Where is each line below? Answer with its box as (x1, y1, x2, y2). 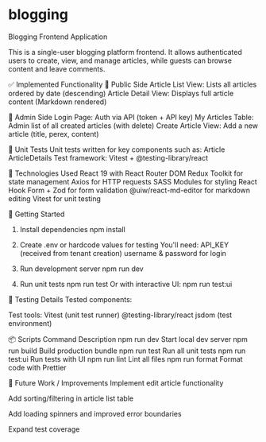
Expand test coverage (8, 424, 80, 434)
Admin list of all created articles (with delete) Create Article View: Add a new (8, 121, 259, 130)
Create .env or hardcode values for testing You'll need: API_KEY (19, 240, 229, 250)
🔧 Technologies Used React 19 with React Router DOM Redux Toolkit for (8, 169, 244, 178)
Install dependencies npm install (19, 224, 125, 234)
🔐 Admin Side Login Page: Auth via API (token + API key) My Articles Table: (8, 112, 254, 122)
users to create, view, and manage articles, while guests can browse (8, 56, 233, 65)
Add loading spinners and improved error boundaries (8, 409, 182, 418)
